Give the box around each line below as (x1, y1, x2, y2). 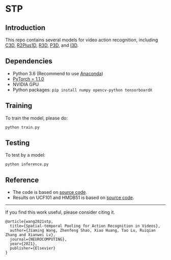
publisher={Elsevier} (10, 246, 56, 251)
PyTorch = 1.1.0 (12, 76, 44, 82)
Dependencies (5, 57, 52, 66)
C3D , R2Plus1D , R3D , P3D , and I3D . (5, 42, 79, 48)
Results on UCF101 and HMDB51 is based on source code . (12, 194, 134, 201)
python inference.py (5, 162, 49, 167)
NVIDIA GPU (12, 81, 39, 87)
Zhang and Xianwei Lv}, (5, 233, 56, 238)
